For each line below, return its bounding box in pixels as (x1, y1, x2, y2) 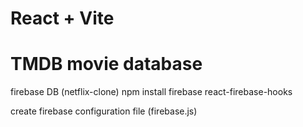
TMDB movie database (10, 53, 203, 76)
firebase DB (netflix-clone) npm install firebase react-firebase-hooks (10, 86, 293, 98)
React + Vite (10, 7, 115, 30)
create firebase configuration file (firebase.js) (10, 105, 198, 117)
